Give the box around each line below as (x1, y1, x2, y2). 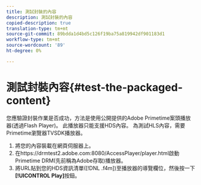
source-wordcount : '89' (6, 43, 66, 48)
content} (6, 93, 51, 107)
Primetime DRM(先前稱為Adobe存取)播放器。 (14, 157, 127, 164)
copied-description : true (6, 20, 71, 26)
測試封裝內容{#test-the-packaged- (6, 80, 183, 94)
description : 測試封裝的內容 (6, 14, 73, 20)
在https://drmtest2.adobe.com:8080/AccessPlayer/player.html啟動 (14, 149, 180, 156)
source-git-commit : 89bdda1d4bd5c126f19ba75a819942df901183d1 (6, 31, 165, 37)
